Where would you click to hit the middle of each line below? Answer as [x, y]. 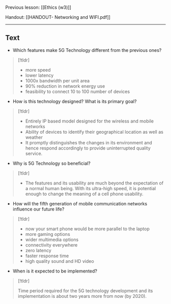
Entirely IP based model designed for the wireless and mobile [90, 121]
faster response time [47, 256]
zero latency [38, 250]
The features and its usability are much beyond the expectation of [94, 183]
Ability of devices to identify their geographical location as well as [94, 132]
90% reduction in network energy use [65, 86]
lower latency [39, 75]
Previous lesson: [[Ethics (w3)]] [38, 7]
